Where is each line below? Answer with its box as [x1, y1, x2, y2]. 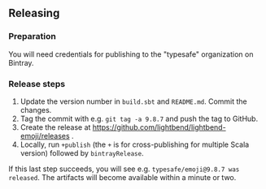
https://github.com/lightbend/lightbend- [92, 122, 226, 132]
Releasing [8, 6, 60, 20]
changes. [20, 105, 52, 114]
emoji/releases [20, 131, 71, 140]
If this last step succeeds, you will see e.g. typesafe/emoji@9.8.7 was [8, 164, 240, 174]
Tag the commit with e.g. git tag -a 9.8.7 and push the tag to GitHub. [20, 114, 259, 123]
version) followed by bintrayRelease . [20, 148, 144, 157]
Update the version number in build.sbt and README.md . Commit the [20, 97, 248, 106]
